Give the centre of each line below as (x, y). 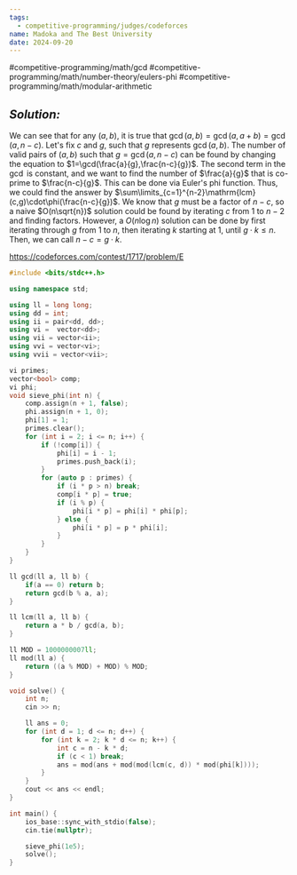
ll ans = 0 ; (47, 724)
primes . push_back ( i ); (97, 461)
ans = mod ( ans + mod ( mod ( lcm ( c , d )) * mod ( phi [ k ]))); (158, 765)
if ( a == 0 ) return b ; (65, 585)
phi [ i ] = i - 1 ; (86, 453)
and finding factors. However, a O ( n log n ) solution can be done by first (137, 221)
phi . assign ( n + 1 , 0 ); (67, 412)
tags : (19, 17)
